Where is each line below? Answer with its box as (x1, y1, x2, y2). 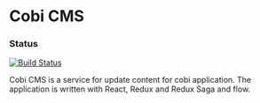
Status (9, 38, 38, 50)
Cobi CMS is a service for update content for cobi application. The (9, 75, 252, 85)
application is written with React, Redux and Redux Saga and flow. (9, 84, 251, 94)
